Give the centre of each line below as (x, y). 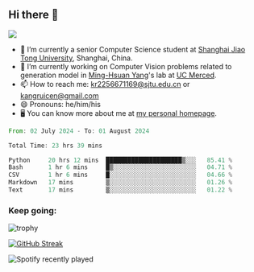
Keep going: (33, 210)
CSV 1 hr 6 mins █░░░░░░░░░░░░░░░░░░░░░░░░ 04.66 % (120, 175)
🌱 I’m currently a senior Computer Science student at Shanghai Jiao (133, 49)
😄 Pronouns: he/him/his (60, 104)
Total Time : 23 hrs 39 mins (56, 146)
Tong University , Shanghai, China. (76, 58)
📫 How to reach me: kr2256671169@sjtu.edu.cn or (105, 84)
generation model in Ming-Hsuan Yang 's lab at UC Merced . (118, 75)
